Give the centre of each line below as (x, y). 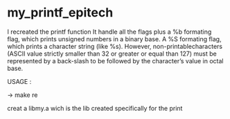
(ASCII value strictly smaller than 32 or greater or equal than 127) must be (112, 54)
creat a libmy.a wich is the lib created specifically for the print (95, 108)
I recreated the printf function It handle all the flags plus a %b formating (109, 32)
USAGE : (19, 81)
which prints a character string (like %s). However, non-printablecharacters (115, 46)
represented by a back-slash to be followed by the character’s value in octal (115, 61)
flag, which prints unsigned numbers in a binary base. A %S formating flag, (114, 39)
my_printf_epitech (60, 13)
